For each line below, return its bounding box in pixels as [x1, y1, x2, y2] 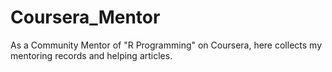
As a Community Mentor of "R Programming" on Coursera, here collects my [10, 39, 323, 51]
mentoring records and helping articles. [10, 49, 173, 61]
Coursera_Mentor [10, 6, 161, 29]
